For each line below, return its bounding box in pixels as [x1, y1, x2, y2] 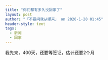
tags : [5, 26, 16, 31]
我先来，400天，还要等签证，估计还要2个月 [5, 49, 95, 55]
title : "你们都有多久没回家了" [5, 7, 63, 12]
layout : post [5, 12, 32, 17]
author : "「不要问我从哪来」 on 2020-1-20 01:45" [5, 16, 104, 21]
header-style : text [5, 21, 46, 26]
